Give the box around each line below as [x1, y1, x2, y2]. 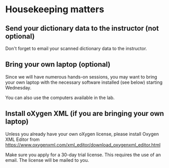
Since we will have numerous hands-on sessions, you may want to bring [5, 74, 157, 80]
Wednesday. [5, 84, 32, 90]
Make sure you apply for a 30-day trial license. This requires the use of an [5, 152, 161, 158]
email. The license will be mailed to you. [5, 157, 89, 163]
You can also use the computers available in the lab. [5, 94, 115, 101]
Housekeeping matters [5, 4, 105, 15]
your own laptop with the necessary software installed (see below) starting [5, 79, 163, 85]
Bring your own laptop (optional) [5, 60, 111, 69]
